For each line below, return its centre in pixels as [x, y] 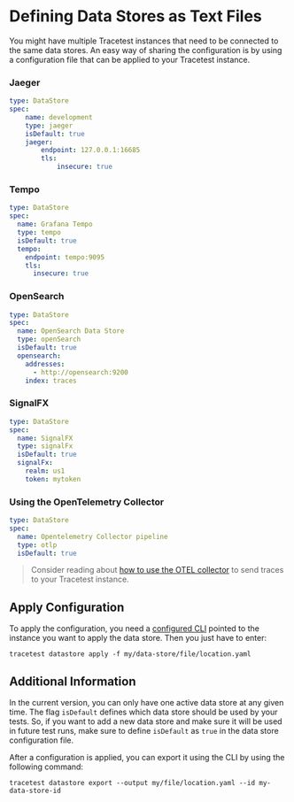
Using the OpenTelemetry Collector [87, 502]
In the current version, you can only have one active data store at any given [147, 703]
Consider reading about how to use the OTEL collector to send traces [157, 570]
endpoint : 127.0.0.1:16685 [91, 150]
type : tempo [39, 233]
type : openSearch [49, 339]
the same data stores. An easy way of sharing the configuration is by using [146, 50]
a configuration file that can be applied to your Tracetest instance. [130, 59]
